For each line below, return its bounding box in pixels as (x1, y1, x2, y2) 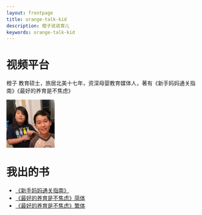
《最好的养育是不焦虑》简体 (15, 194, 86, 202)
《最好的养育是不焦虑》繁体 (15, 202, 86, 210)
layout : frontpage (6, 10, 53, 16)
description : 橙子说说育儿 (6, 23, 70, 29)
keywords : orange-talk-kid (6, 29, 75, 35)
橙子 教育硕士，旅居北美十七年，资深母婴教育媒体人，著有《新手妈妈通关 (6, 79, 190, 87)
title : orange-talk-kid (6, 16, 67, 23)
